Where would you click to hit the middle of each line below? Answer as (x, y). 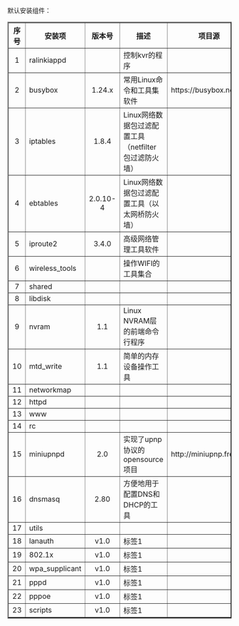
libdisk (40, 298)
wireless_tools (53, 268)
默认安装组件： (29, 10)
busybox (43, 90)
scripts (40, 610)
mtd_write (46, 366)
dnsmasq (44, 499)
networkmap (50, 390)
